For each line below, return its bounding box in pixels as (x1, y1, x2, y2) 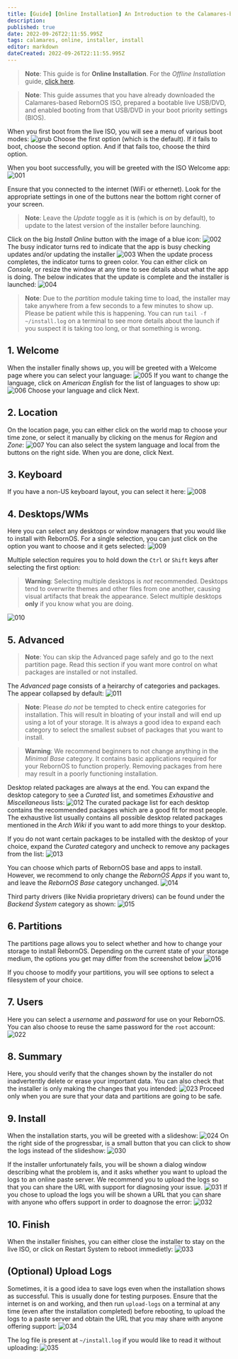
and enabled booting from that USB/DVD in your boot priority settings (24, 106, 228, 114)
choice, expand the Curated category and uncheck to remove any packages (7, 842, 230, 850)
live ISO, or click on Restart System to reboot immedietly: (7, 1245, 174, 1253)
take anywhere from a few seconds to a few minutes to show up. (24, 301, 214, 309)
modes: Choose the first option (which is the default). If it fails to (7, 134, 218, 143)
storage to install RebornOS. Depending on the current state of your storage (7, 947, 229, 955)
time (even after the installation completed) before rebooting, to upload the (7, 1306, 225, 1315)
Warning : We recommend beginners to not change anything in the (24, 747, 219, 755)
